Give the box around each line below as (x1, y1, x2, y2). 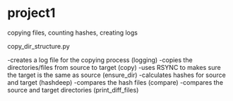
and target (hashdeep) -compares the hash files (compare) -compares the (7, 78, 224, 86)
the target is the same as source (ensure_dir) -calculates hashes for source (7, 71, 226, 79)
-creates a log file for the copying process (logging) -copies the (7, 55, 193, 64)
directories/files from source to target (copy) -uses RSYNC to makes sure (7, 63, 221, 71)
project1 (7, 5, 56, 21)
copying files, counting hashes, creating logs (7, 28, 138, 37)
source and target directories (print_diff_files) (7, 85, 139, 94)
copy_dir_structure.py (7, 42, 71, 50)
